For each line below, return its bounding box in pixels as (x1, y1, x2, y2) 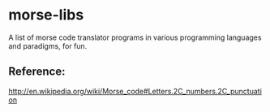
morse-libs (8, 6, 84, 24)
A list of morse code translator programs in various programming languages (8, 32, 262, 42)
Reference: (8, 65, 66, 79)
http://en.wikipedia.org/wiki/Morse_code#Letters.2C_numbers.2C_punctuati (8, 86, 262, 96)
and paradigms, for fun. (8, 41, 88, 50)
